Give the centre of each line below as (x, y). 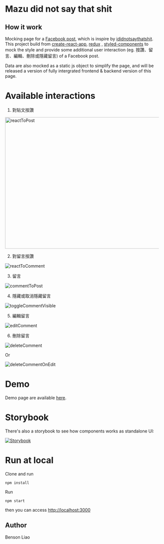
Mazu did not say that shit (59, 9)
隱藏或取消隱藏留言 (31, 296)
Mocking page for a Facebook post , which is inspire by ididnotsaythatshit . (79, 39)
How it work (24, 27)
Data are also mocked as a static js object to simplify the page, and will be (79, 66)
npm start (15, 501)
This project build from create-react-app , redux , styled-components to (77, 44)
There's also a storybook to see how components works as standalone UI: (80, 431)
